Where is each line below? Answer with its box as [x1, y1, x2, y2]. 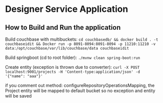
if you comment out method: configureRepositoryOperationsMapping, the [5, 83, 155, 88]
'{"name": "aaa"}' [5, 74, 43, 79]
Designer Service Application [5, 3, 128, 15]
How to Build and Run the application [5, 23, 121, 32]
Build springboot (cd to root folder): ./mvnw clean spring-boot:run [5, 54, 140, 60]
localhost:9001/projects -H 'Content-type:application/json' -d [5, 69, 140, 74]
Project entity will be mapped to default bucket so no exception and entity [5, 88, 156, 94]
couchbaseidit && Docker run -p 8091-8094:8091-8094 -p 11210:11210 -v [5, 42, 156, 47]
